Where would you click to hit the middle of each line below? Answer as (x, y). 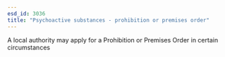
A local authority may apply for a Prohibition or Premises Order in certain (113, 40)
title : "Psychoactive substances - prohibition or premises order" (109, 20)
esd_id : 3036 (26, 14)
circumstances (29, 47)
